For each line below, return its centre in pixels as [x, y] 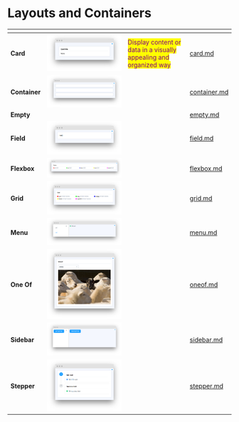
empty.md [205, 115]
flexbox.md [206, 169]
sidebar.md [206, 340]
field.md [202, 138]
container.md [209, 92]
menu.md [203, 232]
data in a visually [152, 49]
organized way [149, 65]
